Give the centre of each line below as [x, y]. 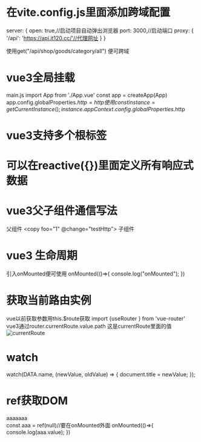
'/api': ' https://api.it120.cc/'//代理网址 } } [56, 38]
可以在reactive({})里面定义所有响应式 [100, 166]
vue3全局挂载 [41, 78]
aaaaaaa [17, 418]
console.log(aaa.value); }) [38, 432]
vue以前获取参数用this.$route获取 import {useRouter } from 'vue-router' [96, 319]
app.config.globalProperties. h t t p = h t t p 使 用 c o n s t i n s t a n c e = [81, 102]
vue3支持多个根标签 [57, 136]
